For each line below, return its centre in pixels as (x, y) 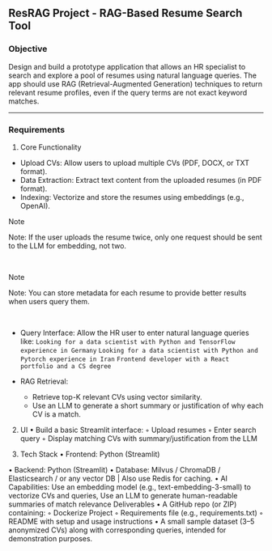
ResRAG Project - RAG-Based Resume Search (125, 13)
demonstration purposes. (51, 538)
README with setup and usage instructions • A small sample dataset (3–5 (132, 521)
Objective (28, 49)
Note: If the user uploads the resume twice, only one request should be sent (136, 237)
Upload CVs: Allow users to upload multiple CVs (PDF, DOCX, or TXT (134, 163)
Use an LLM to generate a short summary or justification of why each (148, 405)
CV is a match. (56, 414)
